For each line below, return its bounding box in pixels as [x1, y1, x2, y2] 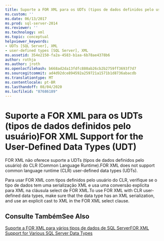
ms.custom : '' [5, 12, 34, 17]
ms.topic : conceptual [5, 35, 49, 40]
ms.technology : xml [5, 30, 45, 35]
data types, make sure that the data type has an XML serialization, [21, 193, 155, 198]
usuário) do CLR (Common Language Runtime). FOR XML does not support [5, 162, 155, 169]
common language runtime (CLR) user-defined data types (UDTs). [5, 168, 138, 174]
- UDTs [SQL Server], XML [5, 44, 58, 48]
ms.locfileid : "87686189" [5, 89, 58, 94]
